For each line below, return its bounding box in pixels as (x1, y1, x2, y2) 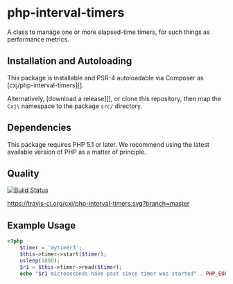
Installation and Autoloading (7, 55, 132, 67)
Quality (7, 168, 40, 179)
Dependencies (7, 122, 71, 134)
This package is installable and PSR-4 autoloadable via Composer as (7, 73, 204, 82)
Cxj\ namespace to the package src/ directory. (7, 102, 143, 110)
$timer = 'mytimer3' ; (19, 245, 82, 251)
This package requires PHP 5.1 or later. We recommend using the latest (7, 140, 210, 148)
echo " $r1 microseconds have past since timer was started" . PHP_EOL (19, 270, 228, 277)
